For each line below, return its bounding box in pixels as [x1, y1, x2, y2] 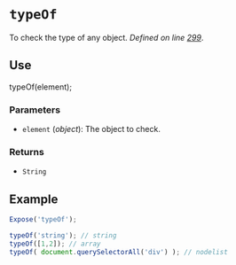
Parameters [9, 104, 60, 116]
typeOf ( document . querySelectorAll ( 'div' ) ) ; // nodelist [9, 247, 228, 256]
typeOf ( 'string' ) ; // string [9, 231, 117, 240]
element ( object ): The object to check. [21, 124, 161, 135]
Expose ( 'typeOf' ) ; [9, 215, 77, 224]
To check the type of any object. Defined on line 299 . [9, 32, 204, 43]
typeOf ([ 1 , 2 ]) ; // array [9, 239, 101, 248]
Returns [9, 145, 44, 158]
